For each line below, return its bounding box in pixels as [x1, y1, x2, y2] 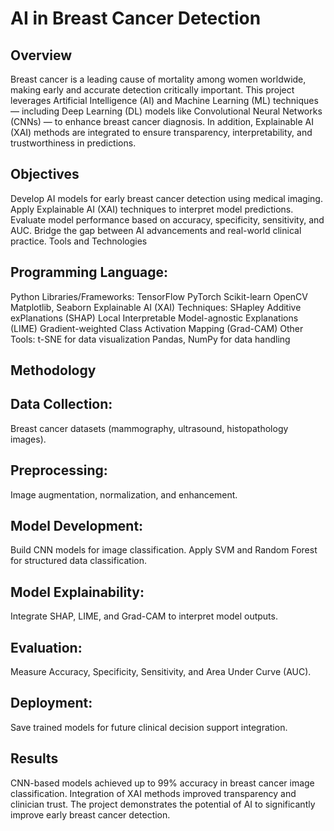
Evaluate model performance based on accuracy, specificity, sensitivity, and [10, 213, 325, 226]
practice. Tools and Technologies [10, 235, 148, 247]
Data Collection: [10, 396, 113, 413]
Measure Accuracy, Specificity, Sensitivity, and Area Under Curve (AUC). [10, 666, 312, 678]
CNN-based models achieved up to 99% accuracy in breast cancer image [10, 777, 315, 789]
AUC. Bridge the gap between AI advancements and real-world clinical [10, 224, 302, 236]
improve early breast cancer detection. [10, 808, 171, 821]
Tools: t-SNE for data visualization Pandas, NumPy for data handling [10, 333, 291, 345]
